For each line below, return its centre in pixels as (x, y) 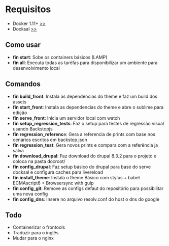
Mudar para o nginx (33, 238)
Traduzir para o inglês (36, 233)
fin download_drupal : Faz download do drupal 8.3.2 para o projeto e (84, 156)
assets (20, 102)
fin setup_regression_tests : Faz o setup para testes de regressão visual (88, 123)
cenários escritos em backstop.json (50, 140)
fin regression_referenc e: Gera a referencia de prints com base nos (84, 134)
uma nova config (30, 194)
